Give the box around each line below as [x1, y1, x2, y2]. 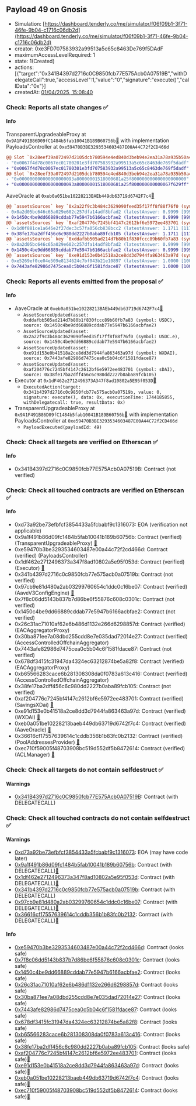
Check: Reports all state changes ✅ [6, 103, 108, 111]
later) [14, 855, 28, 862]
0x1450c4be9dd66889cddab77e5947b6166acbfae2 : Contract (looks [14, 968, 181, 976]
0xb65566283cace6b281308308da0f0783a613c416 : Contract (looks [14, 1031, 181, 1038]
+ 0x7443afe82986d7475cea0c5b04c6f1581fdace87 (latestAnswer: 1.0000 [6, 263, 179, 269]
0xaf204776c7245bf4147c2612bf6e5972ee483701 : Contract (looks [14, 1049, 177, 1056]
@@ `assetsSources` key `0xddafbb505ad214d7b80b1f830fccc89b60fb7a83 [6, 236, 179, 242]
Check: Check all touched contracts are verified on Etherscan [6, 486, 184, 494]
